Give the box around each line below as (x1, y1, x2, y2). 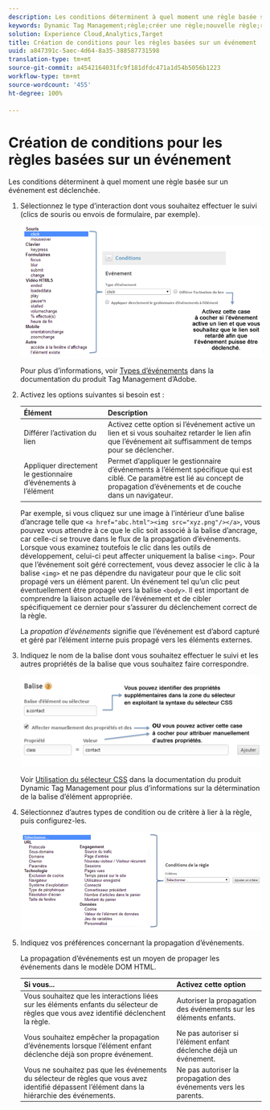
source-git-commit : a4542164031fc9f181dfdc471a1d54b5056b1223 (8, 64, 221, 72)
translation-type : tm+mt (8, 55, 92, 63)
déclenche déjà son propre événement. (23, 1050, 153, 1059)
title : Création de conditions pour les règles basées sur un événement (8, 39, 257, 47)
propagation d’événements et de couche (108, 482, 242, 492)
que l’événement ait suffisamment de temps (108, 436, 252, 446)
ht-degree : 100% (8, 89, 63, 97)
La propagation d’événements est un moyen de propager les (19, 953, 220, 963)
